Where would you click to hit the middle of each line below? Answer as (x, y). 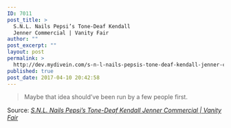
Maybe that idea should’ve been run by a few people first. (106, 97)
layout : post (26, 52)
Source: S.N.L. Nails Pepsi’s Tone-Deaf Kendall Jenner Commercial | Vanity (114, 110)
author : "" (23, 39)
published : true (30, 71)
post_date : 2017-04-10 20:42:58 (53, 77)
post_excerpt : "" (32, 45)
